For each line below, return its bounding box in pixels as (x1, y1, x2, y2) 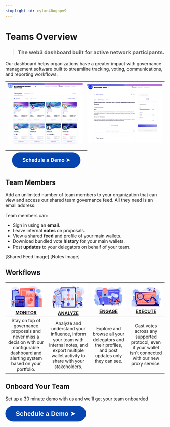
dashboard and (10, 350, 42, 356)
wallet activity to (51, 352, 86, 358)
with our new (132, 355, 160, 361)
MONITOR (15, 310, 37, 316)
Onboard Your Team (5, 382, 70, 391)
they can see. (94, 358, 123, 364)
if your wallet (132, 345, 159, 351)
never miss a (13, 333, 39, 340)
